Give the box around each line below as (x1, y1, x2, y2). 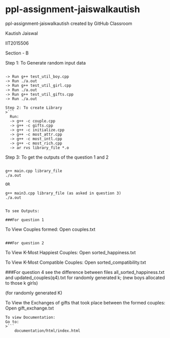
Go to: (5, 319, 19, 324)
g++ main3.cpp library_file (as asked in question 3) (5, 191, 122, 196)
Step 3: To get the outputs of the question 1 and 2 (5, 154, 109, 160)
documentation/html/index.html (14, 328, 81, 333)
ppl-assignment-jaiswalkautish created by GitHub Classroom (5, 20, 132, 26)
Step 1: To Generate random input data (5, 59, 86, 66)
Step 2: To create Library (5, 105, 62, 110)
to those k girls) (5, 280, 38, 286)
